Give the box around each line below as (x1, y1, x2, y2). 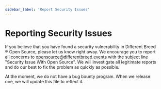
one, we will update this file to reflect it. (5, 78, 84, 84)
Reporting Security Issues (5, 27, 113, 38)
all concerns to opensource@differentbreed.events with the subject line (5, 54, 148, 60)
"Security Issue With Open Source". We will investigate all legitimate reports (5, 59, 157, 65)
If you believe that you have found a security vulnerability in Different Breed (5, 44, 156, 50)
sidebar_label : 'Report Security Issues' (5, 7, 90, 12)
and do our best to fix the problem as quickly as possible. (5, 64, 120, 70)
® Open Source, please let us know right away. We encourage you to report (5, 49, 156, 54)
